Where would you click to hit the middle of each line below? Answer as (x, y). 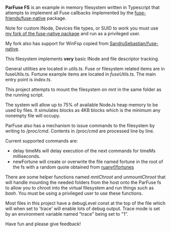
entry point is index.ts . (28, 79)
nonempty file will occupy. (33, 115)
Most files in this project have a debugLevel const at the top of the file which (85, 203)
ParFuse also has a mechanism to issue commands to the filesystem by (80, 125)
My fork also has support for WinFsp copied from (57, 43)
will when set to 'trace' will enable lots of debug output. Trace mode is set (83, 208)
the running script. (25, 95)
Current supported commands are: (41, 141)
